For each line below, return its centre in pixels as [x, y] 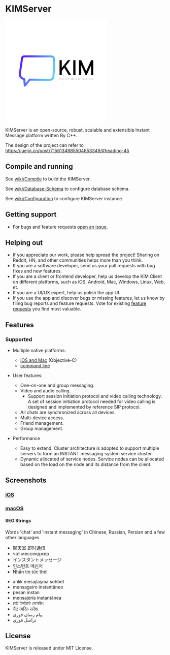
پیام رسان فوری [28, 614]
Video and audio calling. [45, 391]
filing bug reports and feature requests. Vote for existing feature [79, 303]
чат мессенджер [31, 553]
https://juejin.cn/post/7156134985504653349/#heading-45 [67, 150]
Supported [19, 339]
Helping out [24, 243]
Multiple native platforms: [39, 351]
